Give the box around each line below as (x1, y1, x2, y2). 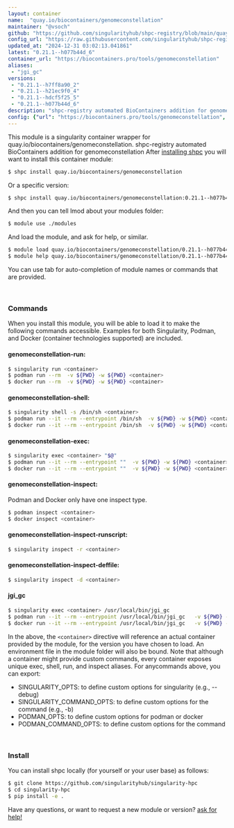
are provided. (8, 273, 47, 281)
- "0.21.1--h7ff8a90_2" (10, 81, 80, 88)
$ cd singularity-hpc (8, 786, 71, 793)
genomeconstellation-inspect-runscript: (8, 530, 128, 539)
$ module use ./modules (8, 220, 77, 227)
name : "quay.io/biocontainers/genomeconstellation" (8, 17, 164, 24)
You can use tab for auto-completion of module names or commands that (8, 266, 218, 273)
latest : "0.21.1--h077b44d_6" (8, 49, 96, 56)
